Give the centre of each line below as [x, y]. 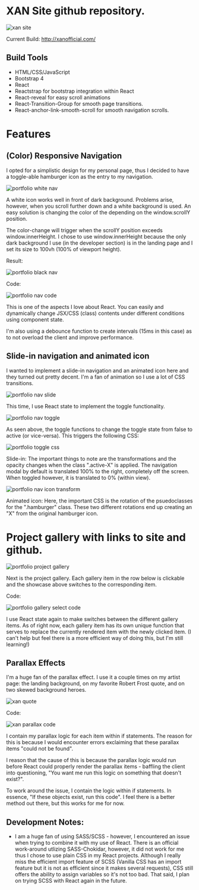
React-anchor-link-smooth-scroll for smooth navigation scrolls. [92, 110]
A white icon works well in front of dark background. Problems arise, [90, 199]
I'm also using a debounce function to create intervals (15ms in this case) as [99, 331]
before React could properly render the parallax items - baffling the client [96, 767]
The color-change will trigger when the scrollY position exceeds [85, 230]
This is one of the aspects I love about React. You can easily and [85, 307]
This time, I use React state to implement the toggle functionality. [86, 406]
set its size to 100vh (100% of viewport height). [64, 249]
